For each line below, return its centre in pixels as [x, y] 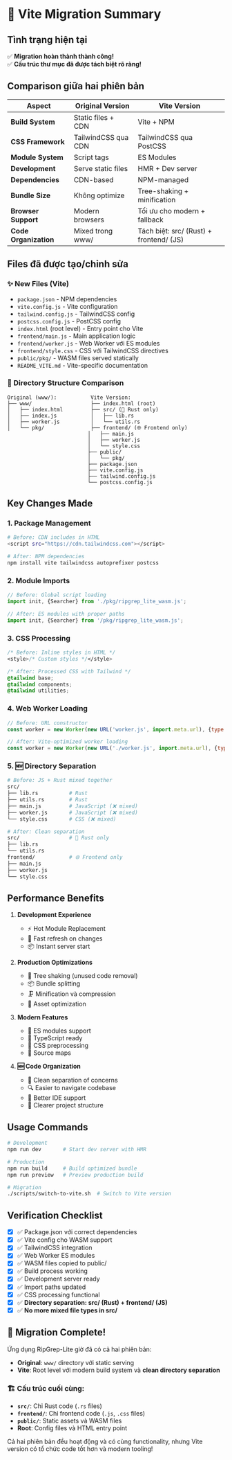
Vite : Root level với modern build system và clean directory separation [118, 1370]
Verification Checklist [55, 1215]
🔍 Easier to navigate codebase [71, 1088]
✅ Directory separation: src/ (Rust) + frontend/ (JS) [92, 1302]
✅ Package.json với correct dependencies [77, 1232]
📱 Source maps [49, 1053]
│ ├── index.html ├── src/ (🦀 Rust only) [83, 409]
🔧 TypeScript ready [55, 1038]
